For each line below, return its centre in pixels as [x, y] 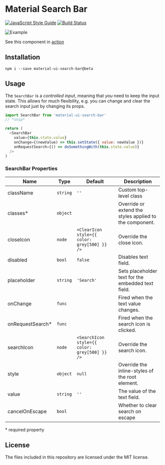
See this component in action [35, 42]
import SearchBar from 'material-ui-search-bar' [56, 115]
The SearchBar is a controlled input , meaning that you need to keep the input [82, 96]
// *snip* [15, 120]
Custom [127, 190]
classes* [18, 213]
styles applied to [137, 216]
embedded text [136, 283]
